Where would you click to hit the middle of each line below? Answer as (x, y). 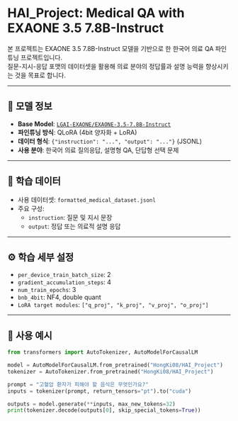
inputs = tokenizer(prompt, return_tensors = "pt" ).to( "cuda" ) (100, 391)
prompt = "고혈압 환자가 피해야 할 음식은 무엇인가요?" (78, 384)
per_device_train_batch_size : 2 (64, 275)
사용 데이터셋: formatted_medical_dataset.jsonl (86, 199)
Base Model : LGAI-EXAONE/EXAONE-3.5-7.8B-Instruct (94, 124)
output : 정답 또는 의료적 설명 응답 (74, 226)
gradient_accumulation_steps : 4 (64, 282)
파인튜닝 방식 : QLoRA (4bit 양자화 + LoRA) (77, 132)
